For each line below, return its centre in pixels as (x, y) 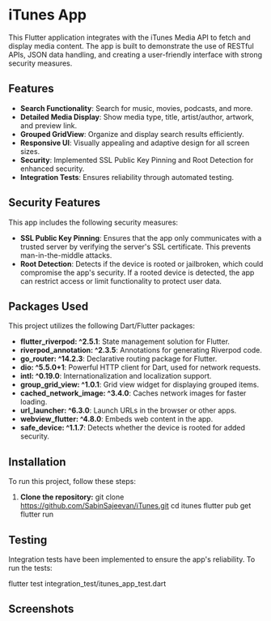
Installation (37, 462)
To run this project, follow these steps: (72, 482)
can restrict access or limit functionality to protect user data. (121, 281)
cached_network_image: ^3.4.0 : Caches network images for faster (133, 393)
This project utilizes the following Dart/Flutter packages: (102, 326)
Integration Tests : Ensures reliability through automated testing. (127, 177)
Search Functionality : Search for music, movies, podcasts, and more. (136, 108)
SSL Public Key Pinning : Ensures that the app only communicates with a (141, 238)
